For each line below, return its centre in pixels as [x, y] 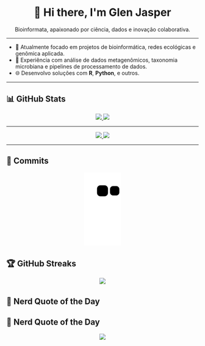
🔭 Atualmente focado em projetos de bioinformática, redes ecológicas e [106, 47]
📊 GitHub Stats [36, 99]
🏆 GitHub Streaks [41, 263]
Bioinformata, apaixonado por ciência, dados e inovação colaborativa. [103, 29]
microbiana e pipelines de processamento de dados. [81, 66]
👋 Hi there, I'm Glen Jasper [102, 13]
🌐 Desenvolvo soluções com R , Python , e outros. [77, 73]
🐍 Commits [27, 161]
